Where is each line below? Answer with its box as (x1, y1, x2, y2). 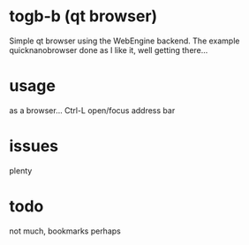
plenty (9, 165, 33, 176)
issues (9, 136, 59, 157)
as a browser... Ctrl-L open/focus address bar (9, 104, 176, 116)
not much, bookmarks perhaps (9, 226, 121, 236)
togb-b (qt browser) (9, 6, 158, 27)
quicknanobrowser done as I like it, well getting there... (9, 44, 208, 55)
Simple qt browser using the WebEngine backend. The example (9, 35, 240, 46)
